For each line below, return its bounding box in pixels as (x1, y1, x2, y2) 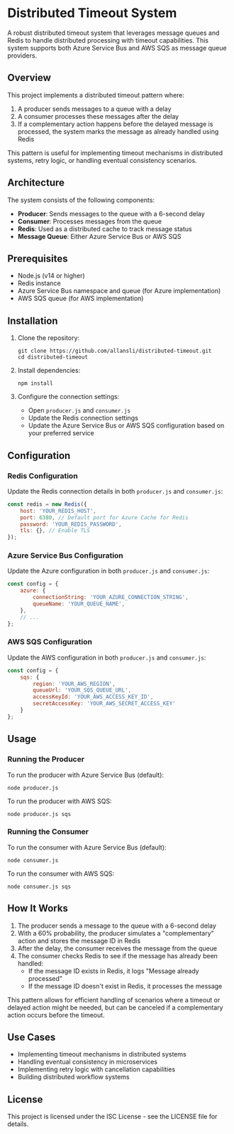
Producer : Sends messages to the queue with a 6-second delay (17, 209, 206, 218)
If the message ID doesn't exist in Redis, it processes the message (28, 982, 223, 990)
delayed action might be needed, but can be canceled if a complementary (7, 1003, 223, 1012)
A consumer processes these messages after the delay (17, 112, 179, 120)
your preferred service (28, 429, 94, 438)
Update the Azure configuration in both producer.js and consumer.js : (7, 567, 210, 576)
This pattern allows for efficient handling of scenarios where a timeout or (7, 995, 221, 1004)
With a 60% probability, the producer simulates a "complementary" (17, 928, 214, 937)
